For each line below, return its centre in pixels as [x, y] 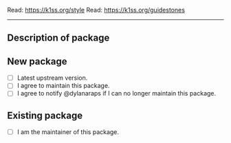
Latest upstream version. [52, 78]
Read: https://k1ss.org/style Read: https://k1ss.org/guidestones [96, 10]
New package [37, 61]
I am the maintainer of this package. [68, 132]
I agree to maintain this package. [63, 86]
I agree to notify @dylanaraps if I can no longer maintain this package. [117, 93]
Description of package [58, 38]
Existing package [45, 115]
